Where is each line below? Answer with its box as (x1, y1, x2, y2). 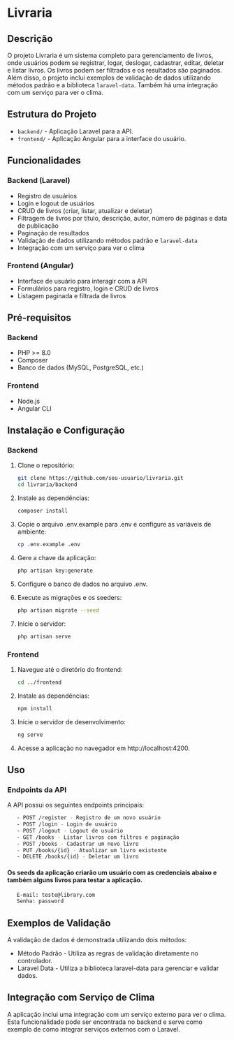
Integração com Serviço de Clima (7, 992, 155, 1004)
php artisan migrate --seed (17, 606, 99, 614)
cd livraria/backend (17, 481, 78, 488)
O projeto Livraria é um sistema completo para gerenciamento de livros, (7, 51, 214, 59)
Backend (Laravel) (7, 176, 71, 186)
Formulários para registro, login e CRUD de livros (17, 284, 159, 293)
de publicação (17, 221, 59, 230)
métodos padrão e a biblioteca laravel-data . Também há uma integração (7, 81, 219, 89)
